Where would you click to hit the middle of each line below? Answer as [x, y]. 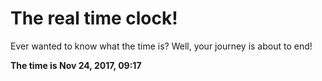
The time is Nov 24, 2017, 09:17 [76, 65]
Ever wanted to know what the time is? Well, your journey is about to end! [161, 46]
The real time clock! [94, 18]
